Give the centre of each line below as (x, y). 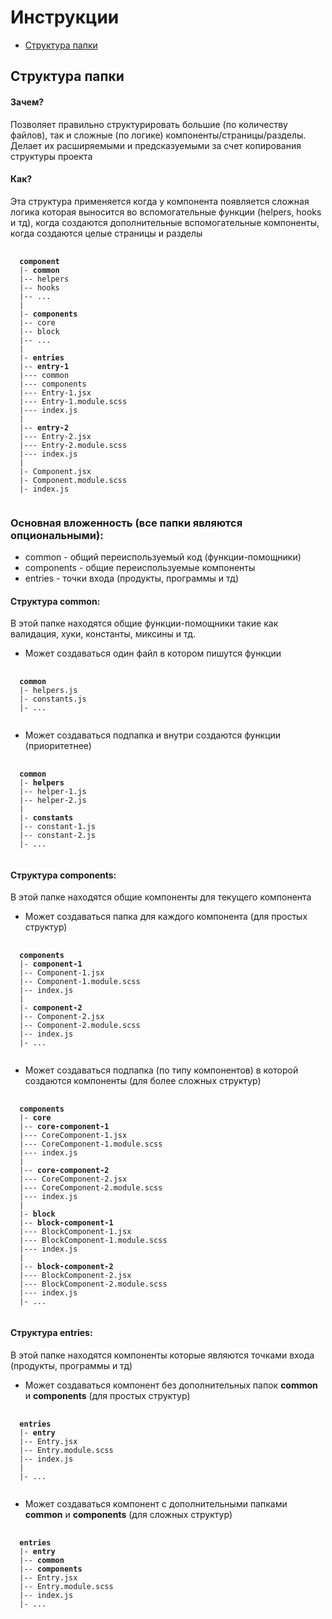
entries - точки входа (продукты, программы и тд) (132, 578)
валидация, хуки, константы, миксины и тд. (103, 634)
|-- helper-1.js (53, 792)
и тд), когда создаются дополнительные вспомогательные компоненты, (165, 222)
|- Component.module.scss (73, 480)
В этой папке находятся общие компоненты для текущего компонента (161, 897)
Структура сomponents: (63, 875)
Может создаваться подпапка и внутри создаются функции (153, 735)
